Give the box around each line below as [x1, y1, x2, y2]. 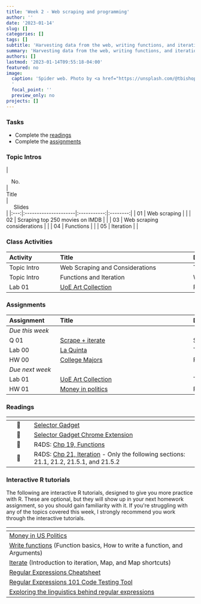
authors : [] [6, 53, 36, 59]
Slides [14, 203, 29, 211]
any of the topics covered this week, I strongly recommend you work [6, 508, 175, 516]
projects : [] [6, 98, 39, 104]
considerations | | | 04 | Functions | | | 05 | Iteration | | [6, 223, 139, 230]
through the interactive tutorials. [6, 515, 86, 522]
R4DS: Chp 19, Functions [33, 440, 105, 449]
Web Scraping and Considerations [60, 263, 157, 272]
